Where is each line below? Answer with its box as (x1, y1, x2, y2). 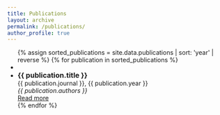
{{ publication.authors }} (17, 87, 88, 95)
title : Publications (7, 10, 68, 17)
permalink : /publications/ (7, 23, 86, 30)
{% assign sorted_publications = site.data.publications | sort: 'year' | (17, 48, 214, 57)
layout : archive (7, 17, 54, 24)
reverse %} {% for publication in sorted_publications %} (17, 56, 179, 64)
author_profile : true (7, 29, 70, 37)
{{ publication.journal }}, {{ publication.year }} (17, 79, 148, 87)
